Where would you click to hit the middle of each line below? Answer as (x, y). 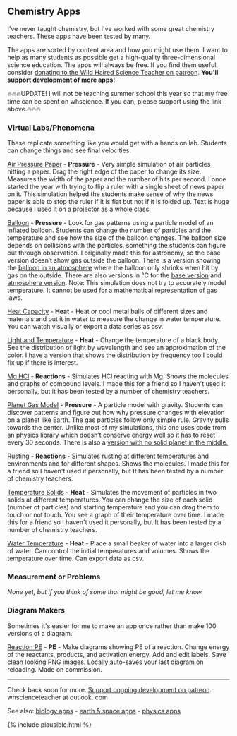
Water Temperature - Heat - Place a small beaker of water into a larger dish (117, 543)
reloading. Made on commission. (55, 669)
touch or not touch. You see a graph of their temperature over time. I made (116, 515)
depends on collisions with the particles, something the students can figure (117, 246)
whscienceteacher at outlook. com (57, 697)
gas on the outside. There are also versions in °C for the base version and (114, 275)
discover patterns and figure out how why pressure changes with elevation (116, 413)
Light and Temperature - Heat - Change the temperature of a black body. (114, 340)
